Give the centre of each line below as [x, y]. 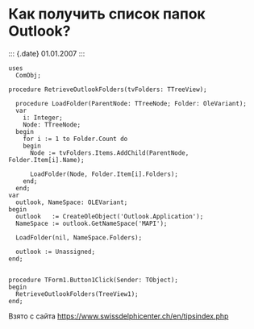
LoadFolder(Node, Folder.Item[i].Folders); [104, 174]
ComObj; [29, 75]
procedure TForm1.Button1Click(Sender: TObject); [94, 280]
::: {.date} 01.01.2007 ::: [47, 53]
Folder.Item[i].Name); [46, 160]
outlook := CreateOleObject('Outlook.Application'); [110, 216]
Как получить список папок [107, 14]
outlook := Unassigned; [55, 252]
